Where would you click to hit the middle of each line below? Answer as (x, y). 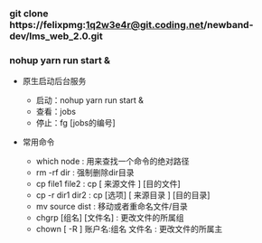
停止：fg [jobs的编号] (75, 123)
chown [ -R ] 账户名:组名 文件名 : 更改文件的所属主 (129, 229)
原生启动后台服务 (54, 81)
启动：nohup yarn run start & (90, 100)
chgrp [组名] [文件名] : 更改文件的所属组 (110, 218)
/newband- (228, 24)
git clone (29, 14)
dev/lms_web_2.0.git (56, 36)
